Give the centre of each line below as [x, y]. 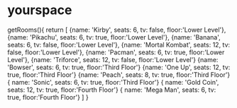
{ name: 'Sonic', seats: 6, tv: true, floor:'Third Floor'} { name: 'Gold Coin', [113, 82]
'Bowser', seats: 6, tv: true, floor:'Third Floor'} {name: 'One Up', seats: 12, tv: [119, 67]
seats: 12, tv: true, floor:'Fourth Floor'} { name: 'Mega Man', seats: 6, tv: [112, 90]
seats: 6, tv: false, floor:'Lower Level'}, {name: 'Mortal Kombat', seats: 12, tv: [119, 44]
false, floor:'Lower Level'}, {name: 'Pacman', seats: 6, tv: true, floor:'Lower [116, 52]
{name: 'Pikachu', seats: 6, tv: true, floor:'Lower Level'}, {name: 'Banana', [114, 37]
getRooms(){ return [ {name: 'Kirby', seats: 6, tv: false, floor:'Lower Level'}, [117, 30]
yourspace [40, 10]
